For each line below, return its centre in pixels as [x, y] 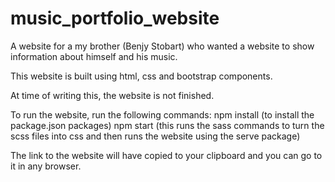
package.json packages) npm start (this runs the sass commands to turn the [167, 125]
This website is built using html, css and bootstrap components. [141, 76]
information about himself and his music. [94, 56]
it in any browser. [46, 166]
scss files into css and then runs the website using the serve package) [155, 136]
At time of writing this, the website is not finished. [112, 95]
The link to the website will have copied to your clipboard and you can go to [166, 155]
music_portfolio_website [115, 18]
